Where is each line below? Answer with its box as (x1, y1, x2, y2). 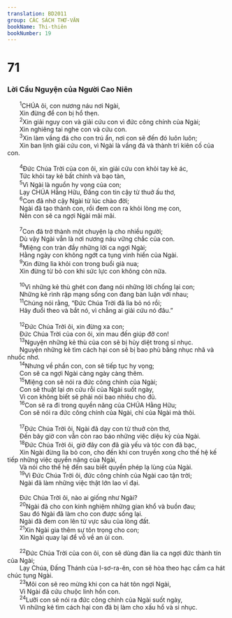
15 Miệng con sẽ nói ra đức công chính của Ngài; (20, 376, 158, 386)
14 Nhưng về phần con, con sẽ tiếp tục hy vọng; (20, 360, 155, 370)
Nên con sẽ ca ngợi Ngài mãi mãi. (20, 211, 117, 220)
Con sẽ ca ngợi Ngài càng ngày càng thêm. (20, 369, 145, 377)
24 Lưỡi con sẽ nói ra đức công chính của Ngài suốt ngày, (20, 594, 183, 604)
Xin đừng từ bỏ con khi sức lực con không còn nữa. (20, 267, 167, 275)
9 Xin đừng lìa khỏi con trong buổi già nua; (20, 258, 140, 267)
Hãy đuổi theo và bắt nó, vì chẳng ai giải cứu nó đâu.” (20, 306, 173, 314)
